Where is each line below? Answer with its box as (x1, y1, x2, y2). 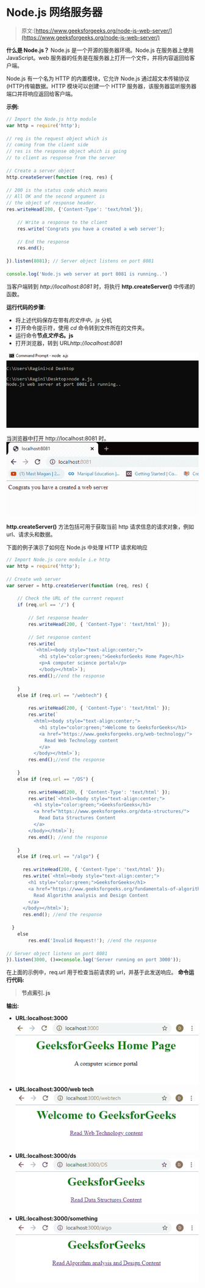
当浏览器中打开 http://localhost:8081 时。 (6, 434, 110, 442)
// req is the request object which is (6, 135, 108, 141)
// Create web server (6, 576, 62, 582)
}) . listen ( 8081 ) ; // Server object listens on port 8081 (6, 258, 154, 264)
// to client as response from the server (6, 155, 116, 161)
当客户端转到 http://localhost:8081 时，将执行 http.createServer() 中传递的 (6, 283, 195, 290)
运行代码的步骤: (6, 303, 46, 311)
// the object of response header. (6, 200, 97, 206)
